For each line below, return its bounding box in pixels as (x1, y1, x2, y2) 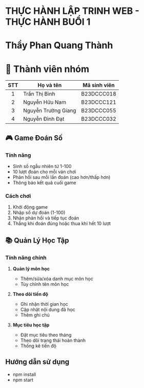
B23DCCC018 (81, 90, 116, 98)
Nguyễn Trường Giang (23, 107, 76, 114)
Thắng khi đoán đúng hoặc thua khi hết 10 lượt (12, 220, 111, 227)
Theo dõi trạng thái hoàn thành (20, 337, 86, 343)
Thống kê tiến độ (20, 342, 56, 349)
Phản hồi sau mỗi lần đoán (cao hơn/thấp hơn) (12, 174, 111, 180)
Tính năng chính (5, 254, 47, 261)
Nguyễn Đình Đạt (23, 116, 65, 123)
